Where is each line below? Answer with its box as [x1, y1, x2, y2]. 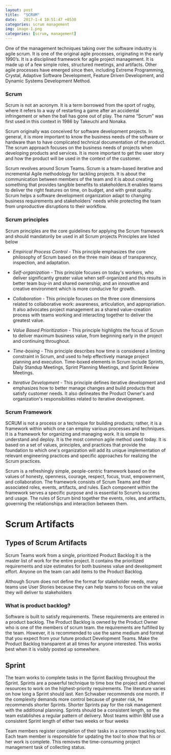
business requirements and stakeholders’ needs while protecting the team [5, 198, 161, 204]
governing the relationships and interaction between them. [5, 500, 129, 506]
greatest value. [12, 317, 44, 323]
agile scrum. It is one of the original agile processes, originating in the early [5, 51, 163, 57]
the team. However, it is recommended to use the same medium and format [5, 630, 164, 636]
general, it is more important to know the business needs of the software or [5, 134, 164, 140]
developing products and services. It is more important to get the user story [5, 150, 164, 156]
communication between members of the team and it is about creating [5, 176, 153, 182]
